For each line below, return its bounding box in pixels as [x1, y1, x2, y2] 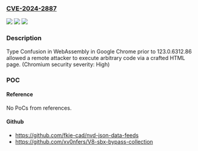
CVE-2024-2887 [6, 4, 57, 13]
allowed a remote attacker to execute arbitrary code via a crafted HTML [6, 54, 185, 61]
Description [6, 34, 42, 42]
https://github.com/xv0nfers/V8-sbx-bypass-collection [15, 138, 154, 145]
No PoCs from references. [6, 104, 72, 112]
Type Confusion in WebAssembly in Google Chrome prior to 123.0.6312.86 [6, 47, 193, 55]
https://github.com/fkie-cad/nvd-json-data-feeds [15, 132, 139, 139]
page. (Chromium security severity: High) [6, 61, 111, 68]
